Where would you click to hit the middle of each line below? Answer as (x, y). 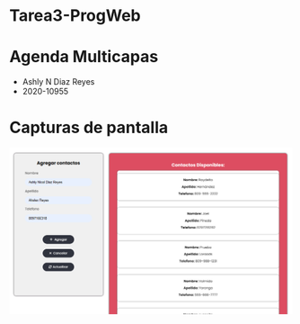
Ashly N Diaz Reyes (58, 82)
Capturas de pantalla (89, 128)
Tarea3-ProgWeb (75, 16)
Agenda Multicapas (84, 57)
